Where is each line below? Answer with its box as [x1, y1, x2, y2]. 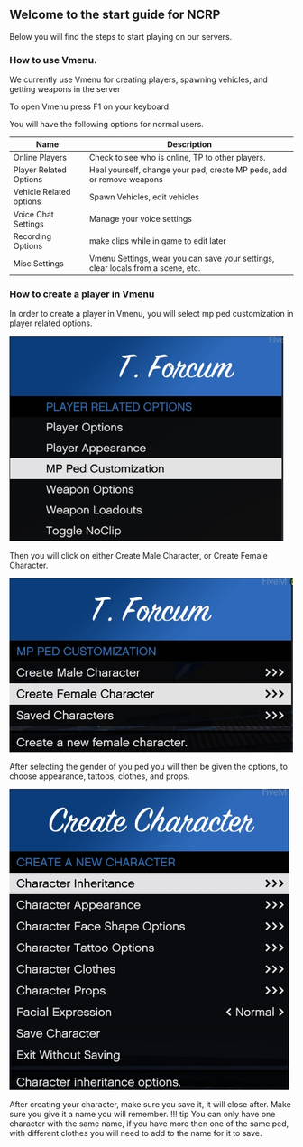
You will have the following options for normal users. [9, 119, 205, 130]
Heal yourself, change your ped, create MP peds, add [88, 164, 287, 175]
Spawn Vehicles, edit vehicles [88, 191, 200, 202]
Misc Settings [13, 257, 65, 269]
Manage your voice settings [88, 214, 192, 225]
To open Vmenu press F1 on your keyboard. [9, 101, 171, 112]
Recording [13, 230, 52, 242]
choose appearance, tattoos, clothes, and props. [9, 771, 190, 782]
